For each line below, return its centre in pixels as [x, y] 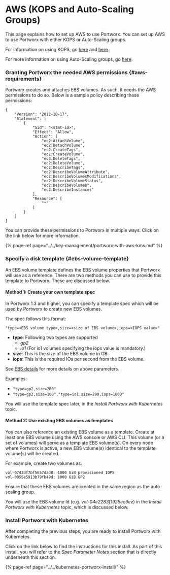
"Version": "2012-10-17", [42, 114]
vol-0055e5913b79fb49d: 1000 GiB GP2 [45, 477]
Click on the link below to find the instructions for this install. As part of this [84, 547]
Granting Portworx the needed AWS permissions [66, 72]
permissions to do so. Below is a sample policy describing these [72, 95]
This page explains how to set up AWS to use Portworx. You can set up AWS [85, 34]
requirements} [24, 79]
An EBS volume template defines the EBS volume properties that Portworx [83, 269]
